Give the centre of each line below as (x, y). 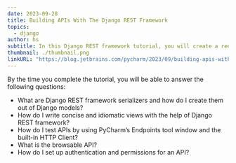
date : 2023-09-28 (33, 14)
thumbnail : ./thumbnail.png (48, 53)
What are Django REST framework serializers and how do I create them (120, 100)
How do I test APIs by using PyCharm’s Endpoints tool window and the (119, 129)
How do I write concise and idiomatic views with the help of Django (115, 115)
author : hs (23, 40)
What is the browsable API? (57, 145)
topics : (19, 27)
